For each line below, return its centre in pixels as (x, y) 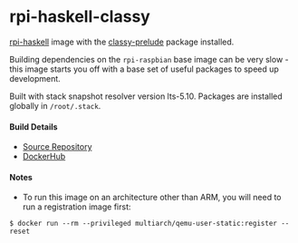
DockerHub (44, 157)
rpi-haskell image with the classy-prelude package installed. (122, 42)
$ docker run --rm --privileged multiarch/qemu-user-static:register (144, 224)
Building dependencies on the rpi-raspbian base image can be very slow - (149, 59)
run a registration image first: (77, 207)
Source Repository (57, 147)
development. (35, 78)
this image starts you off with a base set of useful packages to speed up (144, 69)
